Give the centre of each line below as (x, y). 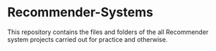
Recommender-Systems (80, 12)
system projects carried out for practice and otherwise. (88, 39)
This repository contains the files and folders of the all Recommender (108, 32)
